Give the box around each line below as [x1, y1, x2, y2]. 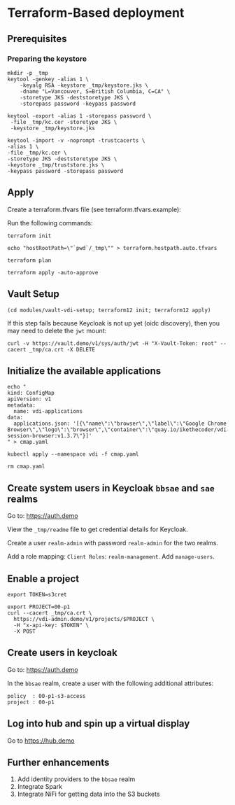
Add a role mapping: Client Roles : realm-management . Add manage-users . [7, 552, 215, 561]
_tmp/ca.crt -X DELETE [29, 346, 96, 353]
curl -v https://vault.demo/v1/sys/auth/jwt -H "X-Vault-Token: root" [7, 339, 218, 347]
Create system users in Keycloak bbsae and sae [7, 482, 215, 494]
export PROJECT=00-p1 [7, 603, 71, 610]
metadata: [7, 402, 36, 409]
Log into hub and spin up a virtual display [7, 717, 190, 729]
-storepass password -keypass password [20, 100, 136, 107]
